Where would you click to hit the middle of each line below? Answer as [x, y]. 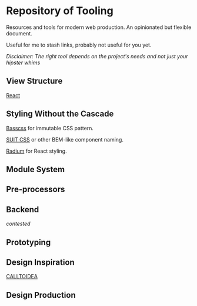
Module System [36, 169]
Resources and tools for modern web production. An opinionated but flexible [99, 27]
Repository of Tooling [60, 11]
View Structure [34, 81]
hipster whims [23, 62]
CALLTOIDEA [22, 277]
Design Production [41, 295]
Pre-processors [36, 190]
